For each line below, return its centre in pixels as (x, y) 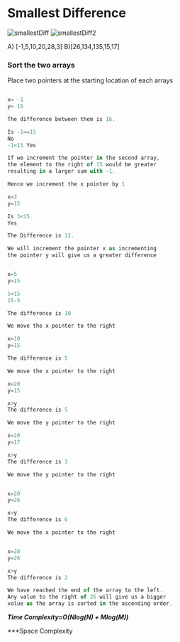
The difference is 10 (39, 313)
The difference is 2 (38, 577)
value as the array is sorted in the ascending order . (90, 604)
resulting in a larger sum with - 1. (61, 171)
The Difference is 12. (41, 236)
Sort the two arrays (41, 65)
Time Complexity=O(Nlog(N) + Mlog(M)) (68, 617)
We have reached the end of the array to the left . (85, 590)
